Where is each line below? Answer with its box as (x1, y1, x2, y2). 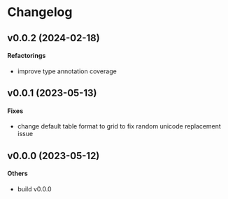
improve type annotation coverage (17, 67, 117, 75)
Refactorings (7, 52, 46, 60)
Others (7, 169, 28, 178)
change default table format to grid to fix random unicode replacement (17, 122, 222, 131)
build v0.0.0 (17, 184, 52, 193)
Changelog (7, 4, 73, 20)
